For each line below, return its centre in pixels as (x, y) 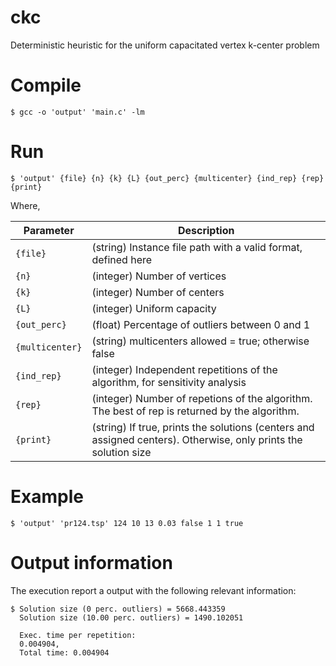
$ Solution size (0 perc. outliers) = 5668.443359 (118, 609)
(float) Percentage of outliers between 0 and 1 (201, 324)
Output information (91, 562)
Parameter (49, 230)
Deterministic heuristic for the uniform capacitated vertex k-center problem (165, 45)
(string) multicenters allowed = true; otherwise (200, 341)
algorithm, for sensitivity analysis (169, 382)
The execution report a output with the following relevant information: (153, 590)
